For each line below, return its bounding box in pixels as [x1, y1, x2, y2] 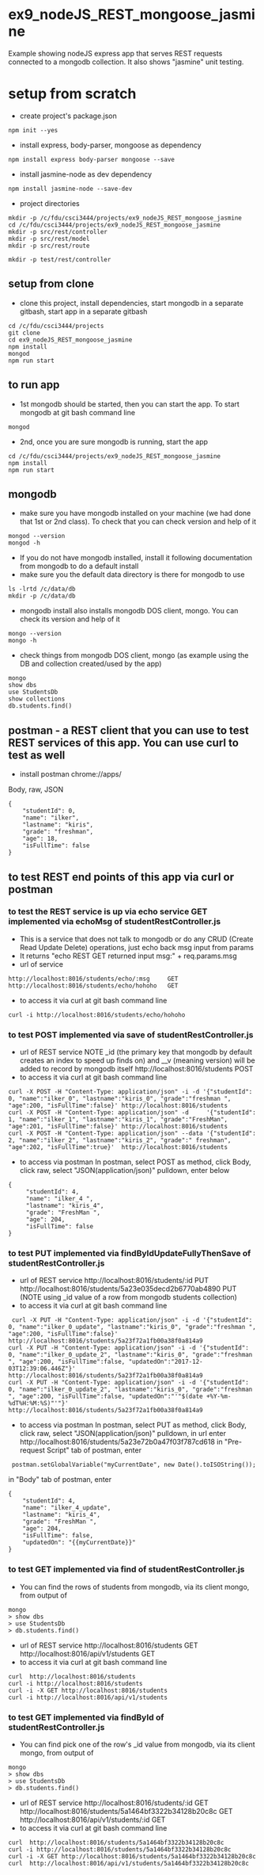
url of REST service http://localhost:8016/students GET [19, 1640, 198, 1650]
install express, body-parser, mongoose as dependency [19, 140, 202, 150]
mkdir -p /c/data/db [8, 592, 77, 600]
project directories [19, 198, 81, 208]
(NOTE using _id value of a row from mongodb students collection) [19, 1293, 237, 1302]
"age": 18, [22, 834, 58, 843]
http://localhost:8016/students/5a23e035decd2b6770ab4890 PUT [19, 1284, 237, 1293]
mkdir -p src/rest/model [8, 235, 90, 242]
